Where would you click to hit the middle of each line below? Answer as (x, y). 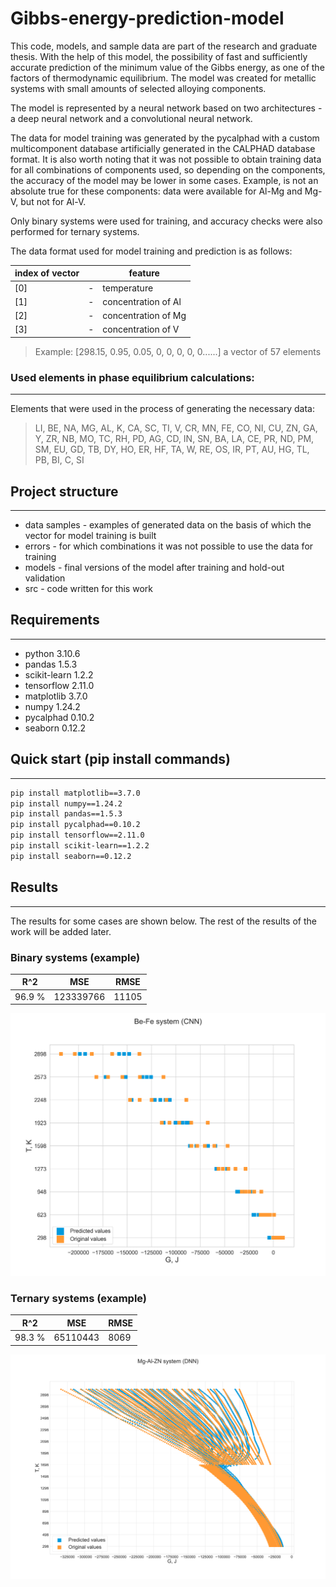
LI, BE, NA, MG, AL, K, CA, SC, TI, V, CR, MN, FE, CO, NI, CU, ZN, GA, (176, 428)
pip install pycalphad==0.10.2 (75, 825)
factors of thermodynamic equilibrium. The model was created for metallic (163, 78)
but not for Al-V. (53, 201)
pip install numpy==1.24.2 (66, 803)
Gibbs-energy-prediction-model (147, 18)
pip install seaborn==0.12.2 (71, 856)
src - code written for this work (88, 589)
